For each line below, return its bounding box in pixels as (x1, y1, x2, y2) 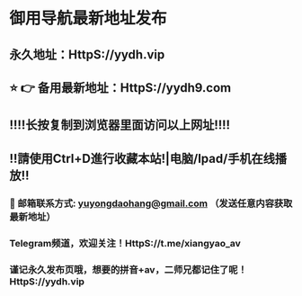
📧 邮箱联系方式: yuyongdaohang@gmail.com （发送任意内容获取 (9, 197, 293, 210)
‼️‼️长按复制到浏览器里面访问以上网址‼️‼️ (9, 118, 231, 133)
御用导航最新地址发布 (9, 8, 168, 29)
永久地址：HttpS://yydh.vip (9, 47, 165, 62)
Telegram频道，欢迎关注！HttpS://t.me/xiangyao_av (9, 237, 241, 249)
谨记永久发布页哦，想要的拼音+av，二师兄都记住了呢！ (9, 263, 247, 275)
